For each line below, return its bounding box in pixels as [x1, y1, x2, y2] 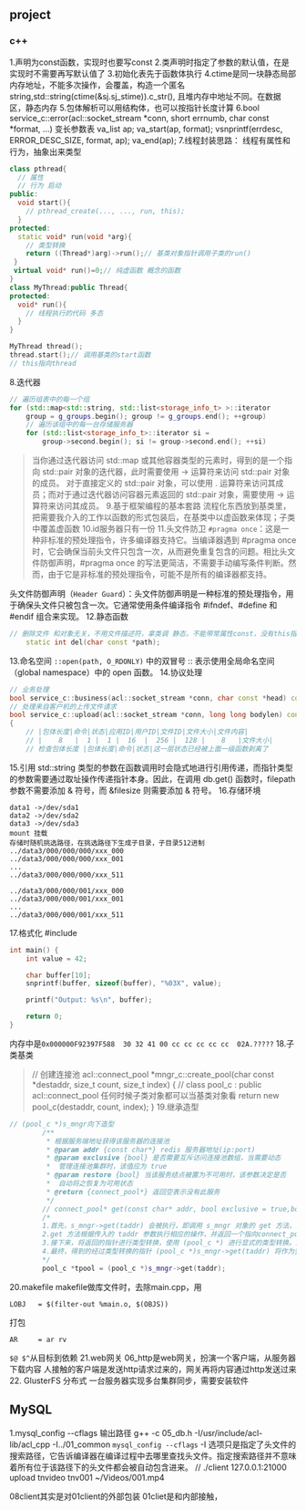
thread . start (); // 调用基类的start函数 [9, 350, 151, 359]
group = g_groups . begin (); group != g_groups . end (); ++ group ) [25, 411, 267, 421]
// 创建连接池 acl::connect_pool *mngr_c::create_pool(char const [31, 1068, 275, 1079]
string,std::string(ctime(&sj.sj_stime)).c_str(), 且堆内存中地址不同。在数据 [9, 90, 281, 101]
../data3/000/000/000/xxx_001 [9, 854, 125, 863]
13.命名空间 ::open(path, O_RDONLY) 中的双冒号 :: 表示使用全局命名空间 [9, 655, 275, 666]
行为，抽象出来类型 [9, 146, 82, 157]
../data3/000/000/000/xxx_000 [9, 846, 125, 856]
